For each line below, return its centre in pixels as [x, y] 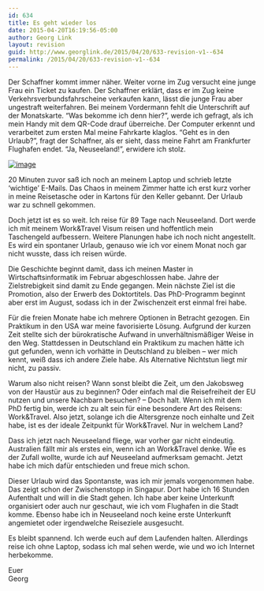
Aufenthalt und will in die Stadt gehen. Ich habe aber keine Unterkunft [121, 497]
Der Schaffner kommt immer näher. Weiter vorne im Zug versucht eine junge [132, 82]
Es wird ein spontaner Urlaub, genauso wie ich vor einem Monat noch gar [127, 245]
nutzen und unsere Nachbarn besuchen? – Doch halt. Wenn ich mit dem [125, 400]
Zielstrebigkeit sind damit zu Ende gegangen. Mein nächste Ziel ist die [122, 286]
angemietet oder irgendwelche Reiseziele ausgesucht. [96, 522]
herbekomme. [31, 555]
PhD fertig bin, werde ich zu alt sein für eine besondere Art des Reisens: [125, 408]
